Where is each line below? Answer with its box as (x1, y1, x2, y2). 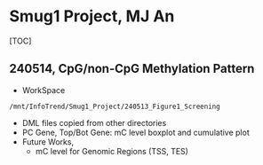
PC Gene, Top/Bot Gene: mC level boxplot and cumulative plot (21, 127, 251, 137)
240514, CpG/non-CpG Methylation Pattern (9, 61, 255, 76)
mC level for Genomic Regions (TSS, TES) (35, 145, 189, 156)
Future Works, (21, 136, 74, 147)
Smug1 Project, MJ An (9, 6, 175, 27)
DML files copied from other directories (21, 117, 167, 128)
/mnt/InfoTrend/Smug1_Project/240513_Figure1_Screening (9, 102, 220, 111)
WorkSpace (21, 84, 66, 95)
